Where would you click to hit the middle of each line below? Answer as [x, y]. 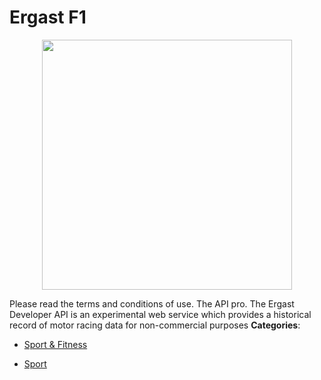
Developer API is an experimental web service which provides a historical [160, 314]
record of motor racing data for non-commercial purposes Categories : [155, 325]
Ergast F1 [48, 17]
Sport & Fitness [55, 344]
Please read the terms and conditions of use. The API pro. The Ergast [152, 303]
